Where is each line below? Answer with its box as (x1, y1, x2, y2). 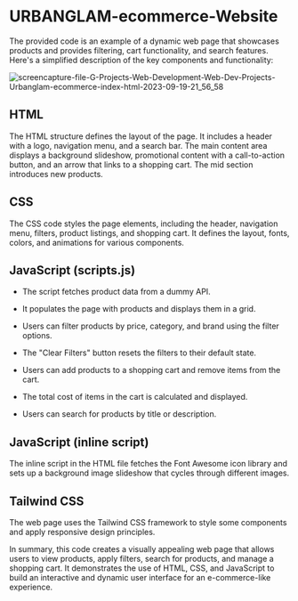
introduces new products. (9, 168, 104, 179)
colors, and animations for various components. (9, 237, 185, 248)
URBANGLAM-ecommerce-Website (9, 6, 278, 27)
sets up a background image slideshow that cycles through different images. (9, 467, 290, 478)
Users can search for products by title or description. (21, 409, 217, 419)
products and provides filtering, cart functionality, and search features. (9, 45, 269, 55)
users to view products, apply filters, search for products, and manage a (9, 554, 274, 564)
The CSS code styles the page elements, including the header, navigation (9, 218, 278, 229)
